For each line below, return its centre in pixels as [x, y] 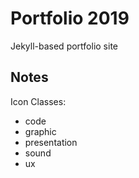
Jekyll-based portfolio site [64, 46]
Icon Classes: [38, 101]
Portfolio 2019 [70, 18]
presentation [51, 142]
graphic [40, 131]
